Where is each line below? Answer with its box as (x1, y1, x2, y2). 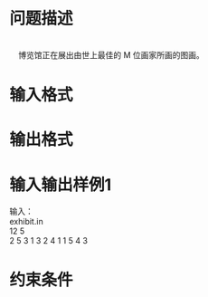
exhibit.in (9, 216, 43, 227)
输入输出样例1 (9, 174, 112, 195)
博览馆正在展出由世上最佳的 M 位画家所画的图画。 (17, 49, 205, 60)
